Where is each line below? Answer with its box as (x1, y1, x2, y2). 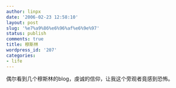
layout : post (6, 19, 39, 25)
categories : (6, 53, 36, 58)
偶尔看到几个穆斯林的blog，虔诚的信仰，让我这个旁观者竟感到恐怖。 (6, 75, 174, 82)
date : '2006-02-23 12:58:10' (6, 14, 78, 20)
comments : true (6, 36, 44, 42)
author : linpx (6, 8, 42, 15)
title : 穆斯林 (6, 42, 39, 48)
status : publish (6, 31, 46, 37)
